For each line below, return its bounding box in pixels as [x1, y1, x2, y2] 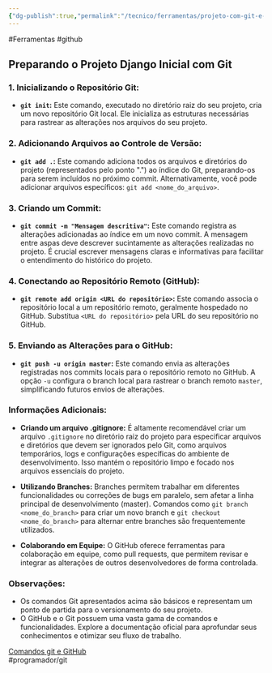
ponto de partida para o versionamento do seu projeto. [19, 605, 203, 615]
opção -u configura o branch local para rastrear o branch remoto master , [19, 375, 263, 385]
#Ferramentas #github [8, 34, 83, 44]
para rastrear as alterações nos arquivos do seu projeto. [19, 118, 208, 127]
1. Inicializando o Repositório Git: [8, 82, 140, 93]
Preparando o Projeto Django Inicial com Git [8, 58, 232, 71]
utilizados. [19, 525, 55, 534]
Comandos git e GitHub [8, 646, 87, 657]
